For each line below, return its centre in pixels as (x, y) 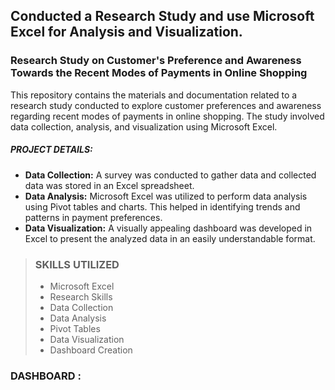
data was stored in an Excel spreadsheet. (109, 185)
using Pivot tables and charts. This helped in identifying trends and (162, 206)
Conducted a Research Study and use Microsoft (162, 16)
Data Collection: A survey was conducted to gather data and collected (170, 175)
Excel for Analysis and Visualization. (126, 32)
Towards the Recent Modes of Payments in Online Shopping (159, 73)
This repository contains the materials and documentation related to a (154, 95)
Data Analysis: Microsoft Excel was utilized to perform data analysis (166, 196)
